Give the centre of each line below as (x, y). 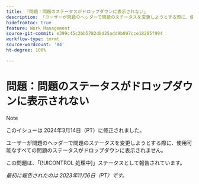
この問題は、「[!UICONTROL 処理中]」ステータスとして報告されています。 (96, 163)
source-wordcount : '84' (36, 45)
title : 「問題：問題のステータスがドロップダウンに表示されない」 (77, 12)
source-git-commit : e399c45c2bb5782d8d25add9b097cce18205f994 (84, 34)
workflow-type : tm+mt (33, 39)
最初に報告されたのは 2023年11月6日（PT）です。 (67, 175)
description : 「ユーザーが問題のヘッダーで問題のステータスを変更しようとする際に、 (98, 17)
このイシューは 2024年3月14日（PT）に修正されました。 (76, 130)
